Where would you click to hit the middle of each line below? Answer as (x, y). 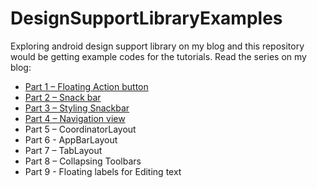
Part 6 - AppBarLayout (71, 139)
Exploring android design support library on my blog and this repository (157, 46)
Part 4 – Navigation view (75, 118)
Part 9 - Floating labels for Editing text (103, 171)
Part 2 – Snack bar (63, 97)
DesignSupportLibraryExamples (146, 18)
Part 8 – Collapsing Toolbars (83, 161)
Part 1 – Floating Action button (86, 86)
